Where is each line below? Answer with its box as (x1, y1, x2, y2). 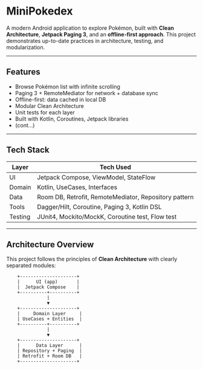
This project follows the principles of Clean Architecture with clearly (6, 256, 178, 263)
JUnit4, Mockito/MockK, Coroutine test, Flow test (37, 212, 177, 221)
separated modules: (6, 262, 56, 269)
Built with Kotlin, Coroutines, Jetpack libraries (14, 115, 129, 122)
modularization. (6, 44, 45, 51)
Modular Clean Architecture (14, 102, 85, 110)
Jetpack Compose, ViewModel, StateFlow (37, 173, 156, 181)
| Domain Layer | (17, 311, 83, 317)
